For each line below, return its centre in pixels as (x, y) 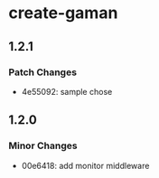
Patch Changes (43, 72)
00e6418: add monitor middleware (85, 165)
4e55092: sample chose (67, 91)
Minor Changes (43, 145)
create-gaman (63, 13)
